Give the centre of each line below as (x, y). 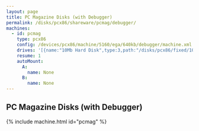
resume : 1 (29, 56)
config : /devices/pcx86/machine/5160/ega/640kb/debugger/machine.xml (105, 45)
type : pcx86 (31, 39)
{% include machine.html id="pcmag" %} (57, 122)
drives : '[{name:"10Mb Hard (51, 50)
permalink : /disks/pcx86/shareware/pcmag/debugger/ (71, 23)
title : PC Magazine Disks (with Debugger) (59, 17)
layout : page (22, 12)
